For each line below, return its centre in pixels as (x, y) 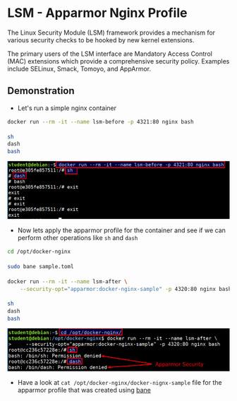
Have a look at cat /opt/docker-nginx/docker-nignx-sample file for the (120, 383)
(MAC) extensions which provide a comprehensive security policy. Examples (119, 61)
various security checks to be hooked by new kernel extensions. (101, 40)
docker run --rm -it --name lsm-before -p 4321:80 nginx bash (101, 121)
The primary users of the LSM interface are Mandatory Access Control (110, 54)
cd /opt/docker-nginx (39, 252)
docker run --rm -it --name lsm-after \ (68, 281)
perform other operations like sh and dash (78, 238)
